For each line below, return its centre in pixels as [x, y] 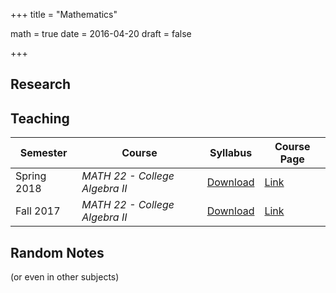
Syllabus [231, 153]
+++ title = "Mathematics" [64, 14]
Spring [31, 176]
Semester [43, 153]
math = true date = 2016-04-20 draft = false [101, 33]
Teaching [40, 118]
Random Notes [57, 252]
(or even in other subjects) [65, 277]
